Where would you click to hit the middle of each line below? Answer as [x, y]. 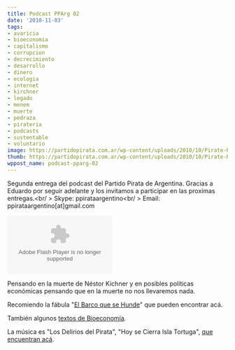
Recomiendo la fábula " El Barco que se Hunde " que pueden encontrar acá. [115, 304]
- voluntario [26, 144]
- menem [19, 105]
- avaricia [23, 33]
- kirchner [23, 92]
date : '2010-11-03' [36, 20]
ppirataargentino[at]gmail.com [51, 205]
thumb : [17, 157]
